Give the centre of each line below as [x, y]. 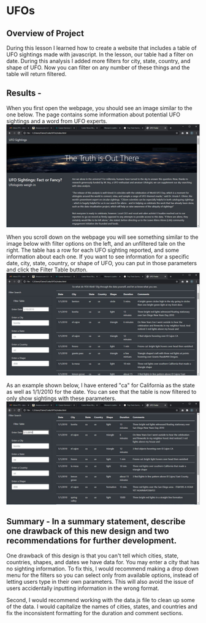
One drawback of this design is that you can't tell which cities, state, [93, 556]
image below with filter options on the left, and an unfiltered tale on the [96, 243]
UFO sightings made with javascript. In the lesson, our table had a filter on [100, 55]
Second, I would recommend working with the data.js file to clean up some [101, 600]
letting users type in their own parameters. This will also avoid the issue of [100, 581]
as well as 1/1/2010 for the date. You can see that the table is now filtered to [101, 392]
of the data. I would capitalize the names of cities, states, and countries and [102, 606]
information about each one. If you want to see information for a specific [98, 256]
